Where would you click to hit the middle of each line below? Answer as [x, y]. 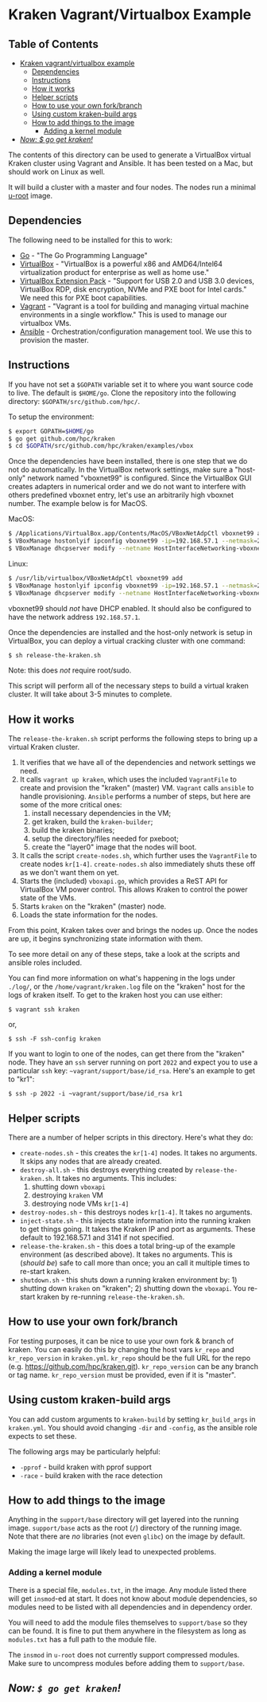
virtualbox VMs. [45, 323]
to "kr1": [21, 1079]
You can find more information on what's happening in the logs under [122, 978]
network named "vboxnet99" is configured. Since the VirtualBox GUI [139, 478]
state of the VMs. [48, 898]
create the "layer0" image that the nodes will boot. [114, 847]
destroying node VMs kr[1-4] [80, 1204]
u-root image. [31, 196]
